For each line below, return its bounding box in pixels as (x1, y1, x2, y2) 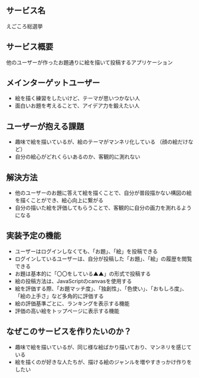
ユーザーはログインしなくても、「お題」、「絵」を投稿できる (14, 247, 158, 255)
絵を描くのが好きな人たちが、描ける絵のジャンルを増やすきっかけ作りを (14, 358, 192, 365)
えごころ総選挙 (6, 23, 43, 30)
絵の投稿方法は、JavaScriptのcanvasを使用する (14, 277, 132, 284)
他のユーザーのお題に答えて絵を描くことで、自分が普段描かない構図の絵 (14, 190, 192, 197)
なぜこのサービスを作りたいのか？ (6, 327, 132, 337)
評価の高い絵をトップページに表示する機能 (14, 307, 120, 314)
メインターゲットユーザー (6, 78, 100, 88)
